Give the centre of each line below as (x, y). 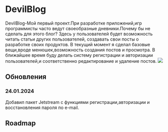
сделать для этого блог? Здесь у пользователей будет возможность (79, 34)
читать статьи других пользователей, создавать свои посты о (72, 39)
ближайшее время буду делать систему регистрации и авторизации (79, 55)
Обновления (26, 77)
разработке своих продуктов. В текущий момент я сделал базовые (78, 44)
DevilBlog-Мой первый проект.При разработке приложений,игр (74, 23)
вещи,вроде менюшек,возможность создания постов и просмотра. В (80, 50)
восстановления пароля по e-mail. (42, 107)
